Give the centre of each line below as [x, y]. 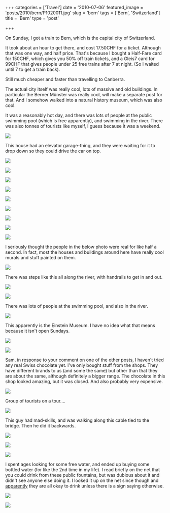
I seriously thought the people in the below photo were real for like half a [81, 247]
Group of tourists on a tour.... [36, 401]
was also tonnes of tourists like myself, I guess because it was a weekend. [83, 126]
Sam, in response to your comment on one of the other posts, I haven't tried [84, 360]
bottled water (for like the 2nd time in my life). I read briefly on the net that [82, 470]
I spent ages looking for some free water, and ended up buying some [77, 464]
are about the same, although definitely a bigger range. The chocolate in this [85, 376]
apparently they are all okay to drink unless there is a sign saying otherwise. [84, 486]
